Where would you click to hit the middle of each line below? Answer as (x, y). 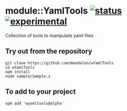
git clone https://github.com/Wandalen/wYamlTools (59, 63)
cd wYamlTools (20, 67)
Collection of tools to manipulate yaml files (49, 35)
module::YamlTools (47, 11)
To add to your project (41, 92)
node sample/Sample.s (28, 76)
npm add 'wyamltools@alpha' (35, 103)
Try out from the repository (49, 51)
